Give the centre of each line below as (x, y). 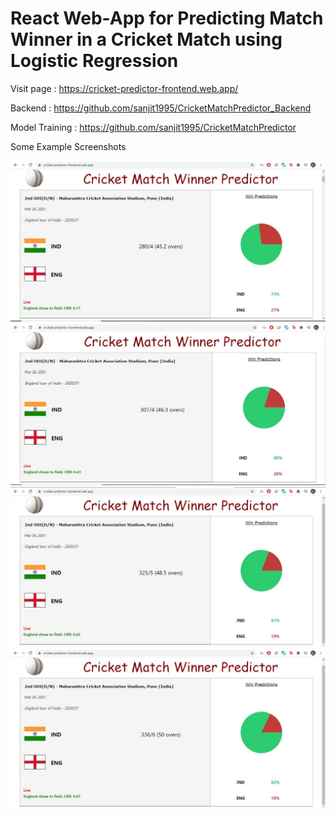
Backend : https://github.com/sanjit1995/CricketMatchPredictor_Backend (161, 108)
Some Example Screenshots (68, 146)
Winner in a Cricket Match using (146, 39)
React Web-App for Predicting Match (167, 18)
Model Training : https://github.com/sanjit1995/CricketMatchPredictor (153, 127)
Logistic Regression (94, 61)
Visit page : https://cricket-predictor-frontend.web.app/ (124, 88)
